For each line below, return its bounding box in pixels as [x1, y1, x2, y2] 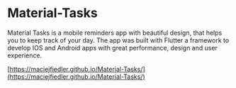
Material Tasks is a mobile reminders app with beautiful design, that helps [7, 28, 223, 37]
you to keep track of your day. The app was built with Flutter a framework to [7, 35, 230, 44]
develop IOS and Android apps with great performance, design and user [7, 43, 218, 52]
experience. [7, 51, 43, 60]
